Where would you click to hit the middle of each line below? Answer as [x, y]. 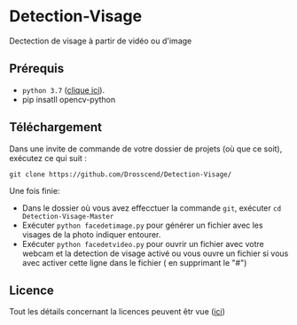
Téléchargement [55, 127]
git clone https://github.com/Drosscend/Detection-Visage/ [121, 174]
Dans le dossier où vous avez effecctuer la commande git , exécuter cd [152, 208]
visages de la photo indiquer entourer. [91, 234]
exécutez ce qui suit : [48, 158]
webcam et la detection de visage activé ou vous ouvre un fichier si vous [155, 253]
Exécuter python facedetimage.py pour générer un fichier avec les [142, 225]
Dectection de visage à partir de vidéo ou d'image [101, 41]
